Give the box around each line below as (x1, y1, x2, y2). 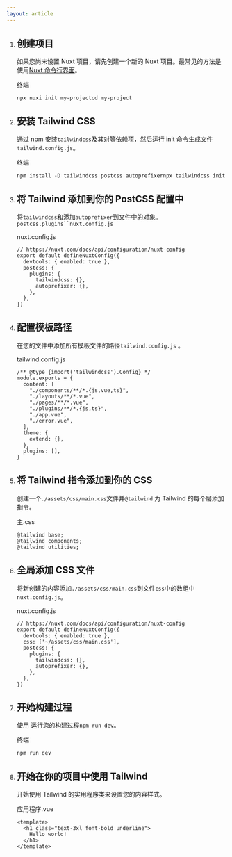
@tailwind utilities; (16, 544, 79, 550)
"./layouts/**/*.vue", (29, 393, 95, 400)
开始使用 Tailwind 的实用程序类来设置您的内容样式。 (16, 790, 166, 799)
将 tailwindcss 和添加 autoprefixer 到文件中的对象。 (16, 213, 162, 221)
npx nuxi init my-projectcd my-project (16, 95, 133, 101)
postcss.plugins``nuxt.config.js (16, 220, 114, 228)
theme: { (23, 429, 49, 436)
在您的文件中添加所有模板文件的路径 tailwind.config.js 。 (16, 341, 185, 350)
